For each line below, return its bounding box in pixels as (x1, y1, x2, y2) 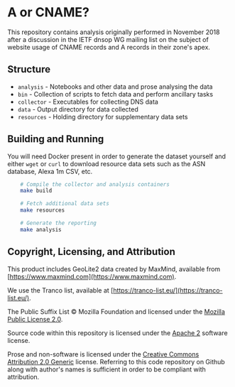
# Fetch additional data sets (20, 200, 110, 207)
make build (20, 187, 53, 195)
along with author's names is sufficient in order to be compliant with (7, 365, 206, 374)
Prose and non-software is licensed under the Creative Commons (7, 349, 200, 359)
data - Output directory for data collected (17, 104, 138, 114)
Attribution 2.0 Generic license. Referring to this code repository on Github (7, 357, 225, 366)
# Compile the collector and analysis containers (20, 180, 170, 188)
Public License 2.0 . (7, 315, 63, 323)
